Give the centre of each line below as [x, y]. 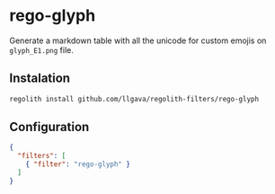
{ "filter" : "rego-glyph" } [78, 164]
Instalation [40, 79]
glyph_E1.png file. [42, 49]
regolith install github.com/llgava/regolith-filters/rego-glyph [134, 99]
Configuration [49, 127]
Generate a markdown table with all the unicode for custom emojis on [138, 40]
